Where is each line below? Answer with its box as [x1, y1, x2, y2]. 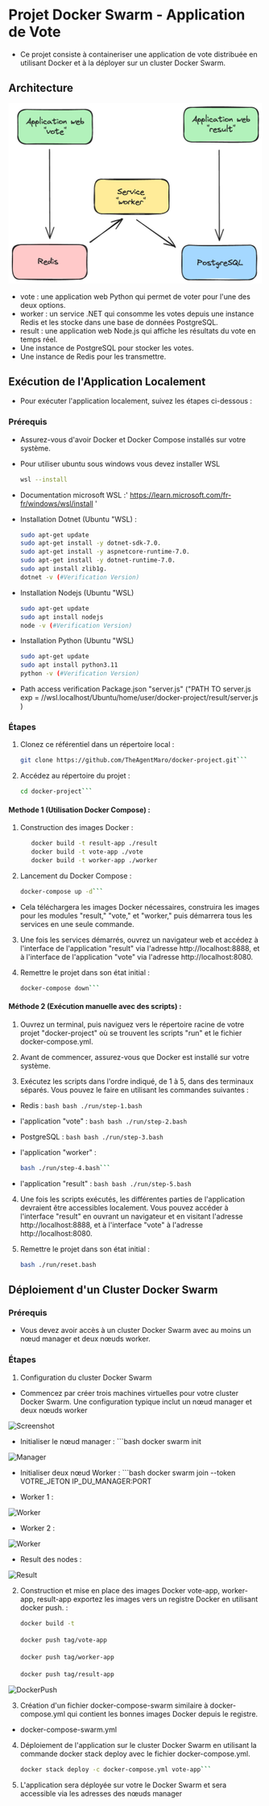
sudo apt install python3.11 [19, 661, 118, 670]
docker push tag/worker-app [19, 1654, 114, 1662]
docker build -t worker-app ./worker [31, 857, 158, 865]
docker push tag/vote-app [19, 1636, 107, 1645]
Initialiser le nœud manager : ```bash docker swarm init [19, 1436, 201, 1446]
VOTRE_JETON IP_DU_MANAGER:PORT [19, 1476, 152, 1486]
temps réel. [19, 334, 58, 344]
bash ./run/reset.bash [19, 1260, 97, 1268]
